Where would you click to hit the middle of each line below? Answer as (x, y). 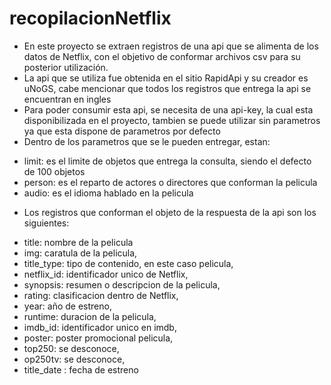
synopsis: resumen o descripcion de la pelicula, (122, 284)
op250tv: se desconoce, (74, 359)
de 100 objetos (54, 171)
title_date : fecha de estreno (81, 369)
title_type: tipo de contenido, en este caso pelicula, (128, 263)
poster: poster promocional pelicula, (98, 338)
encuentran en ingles (67, 99)
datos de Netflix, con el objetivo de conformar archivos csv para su (162, 56)
